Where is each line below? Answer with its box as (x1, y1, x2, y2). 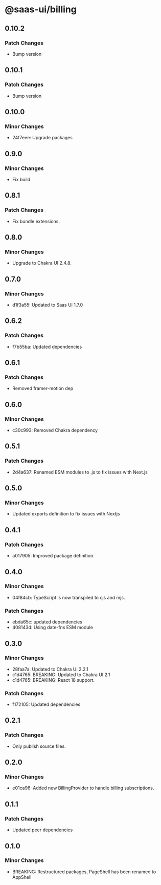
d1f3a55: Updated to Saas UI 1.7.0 (12, 302, 83, 308)
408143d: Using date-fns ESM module (12, 624, 93, 631)
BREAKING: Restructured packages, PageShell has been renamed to (12, 869, 156, 875)
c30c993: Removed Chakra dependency (12, 427, 98, 434)
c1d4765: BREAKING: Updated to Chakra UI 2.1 (12, 672, 110, 678)
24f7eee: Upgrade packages (12, 135, 73, 141)
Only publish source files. (12, 743, 66, 749)
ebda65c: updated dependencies (12, 619, 83, 625)
